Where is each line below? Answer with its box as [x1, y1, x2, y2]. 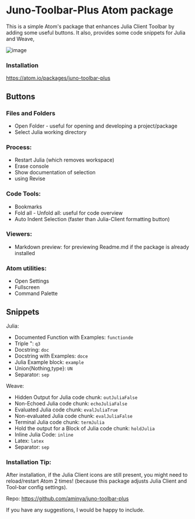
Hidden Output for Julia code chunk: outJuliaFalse [14, 393, 138, 401]
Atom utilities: [6, 264, 47, 272]
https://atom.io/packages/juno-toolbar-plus [6, 74, 111, 82]
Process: [6, 143, 32, 151]
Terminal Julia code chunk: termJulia [14, 418, 105, 425]
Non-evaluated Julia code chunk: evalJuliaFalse [14, 412, 133, 419]
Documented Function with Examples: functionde [14, 334, 134, 341]
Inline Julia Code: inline [14, 431, 74, 438]
